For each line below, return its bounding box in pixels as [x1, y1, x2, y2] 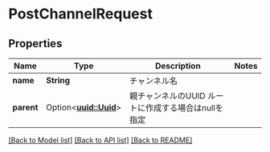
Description [155, 61, 201, 71]
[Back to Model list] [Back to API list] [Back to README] [8, 135, 193, 145]
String [46, 75, 71, 86]
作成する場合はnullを [145, 102, 223, 113]
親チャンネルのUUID [129, 90, 207, 101]
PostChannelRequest [8, 5, 153, 23]
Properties [8, 37, 63, 50]
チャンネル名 [129, 75, 178, 86]
